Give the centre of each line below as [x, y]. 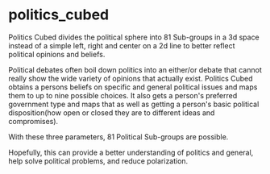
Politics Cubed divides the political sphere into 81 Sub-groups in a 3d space [134, 37]
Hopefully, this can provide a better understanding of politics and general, [131, 152]
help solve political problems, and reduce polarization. [98, 161]
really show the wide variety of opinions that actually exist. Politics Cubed [131, 78]
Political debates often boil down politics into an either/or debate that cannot [135, 69]
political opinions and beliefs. [57, 54]
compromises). [33, 121]
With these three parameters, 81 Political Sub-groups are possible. [118, 137]
